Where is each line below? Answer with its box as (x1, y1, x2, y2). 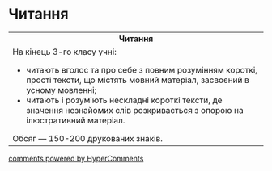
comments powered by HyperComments (8, 153, 144, 163)
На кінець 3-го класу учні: (12, 46, 117, 57)
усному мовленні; (26, 84, 97, 95)
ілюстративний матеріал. (26, 115, 125, 126)
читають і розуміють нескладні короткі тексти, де (26, 94, 223, 106)
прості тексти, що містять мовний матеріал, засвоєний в (26, 74, 249, 85)
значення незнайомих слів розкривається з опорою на (26, 104, 244, 115)
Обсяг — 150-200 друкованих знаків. (12, 132, 164, 144)
